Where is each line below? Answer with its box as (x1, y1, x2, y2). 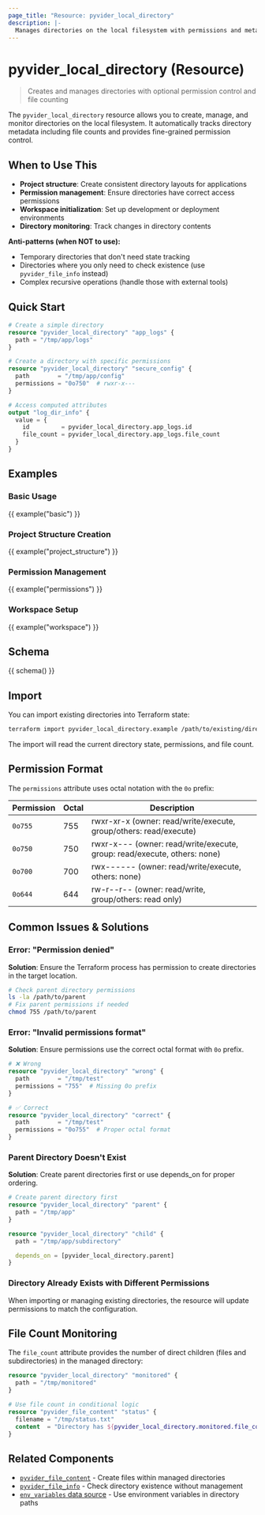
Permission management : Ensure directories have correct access (19, 187, 235, 198)
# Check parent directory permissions (8, 986, 136, 994)
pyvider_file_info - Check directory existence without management (19, 1481, 243, 1491)
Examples (8, 468, 58, 481)
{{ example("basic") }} (8, 509, 80, 518)
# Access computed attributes (8, 401, 108, 409)
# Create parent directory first (8, 1194, 118, 1202)
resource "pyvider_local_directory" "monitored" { (8, 1372, 178, 1380)
